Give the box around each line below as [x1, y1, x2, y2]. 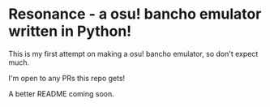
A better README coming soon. [8, 88, 115, 98]
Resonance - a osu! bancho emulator [8, 5, 262, 24]
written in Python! [8, 22, 132, 41]
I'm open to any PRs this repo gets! [8, 73, 126, 83]
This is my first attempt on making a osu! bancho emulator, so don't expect [8, 49, 259, 58]
